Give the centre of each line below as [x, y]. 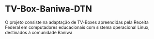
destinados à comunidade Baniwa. [39, 32]
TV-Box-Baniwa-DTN [49, 9]
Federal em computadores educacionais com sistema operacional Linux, [77, 27]
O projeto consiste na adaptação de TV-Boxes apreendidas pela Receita [77, 22]
